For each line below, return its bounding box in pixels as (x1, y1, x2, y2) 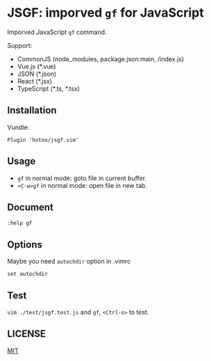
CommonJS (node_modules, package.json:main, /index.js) (17, 54, 185, 63)
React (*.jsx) (17, 77, 53, 85)
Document (7, 201, 53, 213)
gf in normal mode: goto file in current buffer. (17, 174, 147, 182)
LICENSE (7, 328, 47, 340)
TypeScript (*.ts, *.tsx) (17, 84, 81, 93)
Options (7, 239, 43, 250)
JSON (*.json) (17, 70, 57, 78)
